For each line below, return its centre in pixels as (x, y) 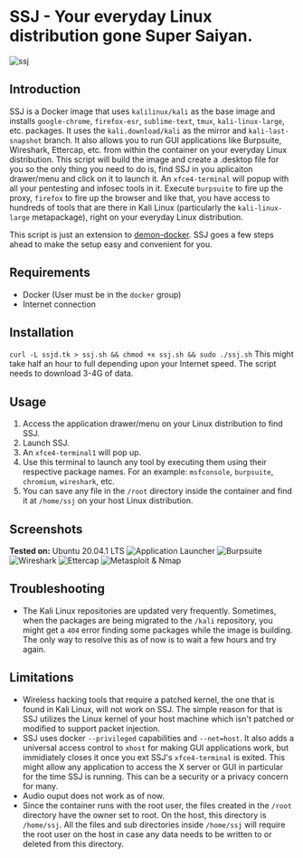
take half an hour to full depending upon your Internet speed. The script (143, 364)
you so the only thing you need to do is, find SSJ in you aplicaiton (131, 168)
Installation (42, 332)
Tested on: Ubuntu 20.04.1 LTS (67, 551)
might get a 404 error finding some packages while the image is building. (157, 630)
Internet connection (59, 304)
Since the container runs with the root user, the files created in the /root (157, 805)
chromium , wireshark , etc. (69, 481)
